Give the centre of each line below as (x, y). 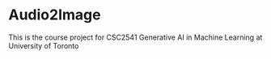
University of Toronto (44, 45)
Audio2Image (55, 15)
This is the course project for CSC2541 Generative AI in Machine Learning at (135, 37)
